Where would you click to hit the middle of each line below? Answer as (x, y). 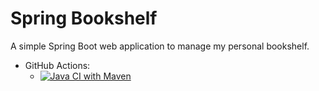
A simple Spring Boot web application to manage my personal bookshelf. (160, 46)
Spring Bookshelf (84, 18)
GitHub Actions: (57, 65)
